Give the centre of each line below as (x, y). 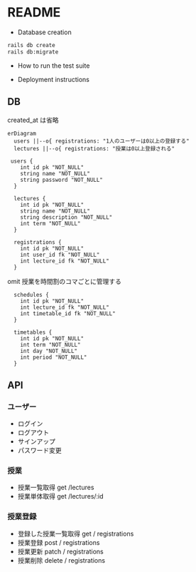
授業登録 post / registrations (59, 542)
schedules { (32, 295)
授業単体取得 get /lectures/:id (61, 496)
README (34, 12)
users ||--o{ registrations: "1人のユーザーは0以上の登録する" (102, 141)
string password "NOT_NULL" (61, 180)
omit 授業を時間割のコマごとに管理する (65, 281)
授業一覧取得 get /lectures (56, 487)
